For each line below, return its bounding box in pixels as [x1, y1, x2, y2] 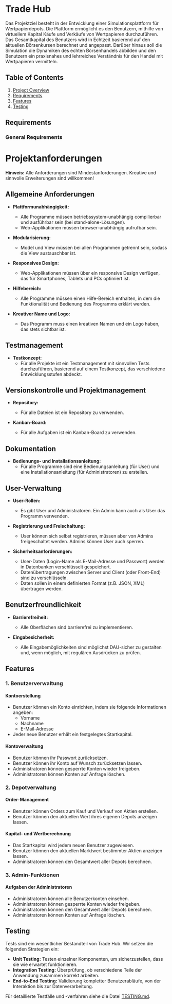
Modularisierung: [12, 235, 51, 241]
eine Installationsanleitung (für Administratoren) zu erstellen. [20, 469, 149, 475]
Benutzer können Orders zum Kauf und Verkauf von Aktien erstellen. [12, 808, 158, 814]
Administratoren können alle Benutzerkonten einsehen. [12, 895, 129, 902]
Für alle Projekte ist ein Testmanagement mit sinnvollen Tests [20, 360, 150, 366]
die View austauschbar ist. [20, 250, 77, 256]
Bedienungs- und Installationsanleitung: [12, 458, 101, 464]
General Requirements [5, 134, 63, 141]
